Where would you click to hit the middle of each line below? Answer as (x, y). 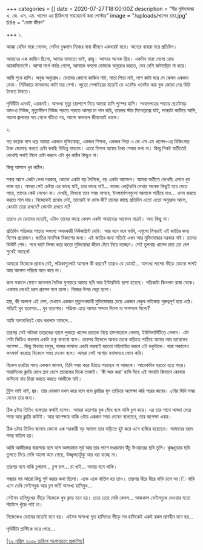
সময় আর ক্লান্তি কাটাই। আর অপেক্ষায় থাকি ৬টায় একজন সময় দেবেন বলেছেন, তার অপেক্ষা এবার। (89, 417)
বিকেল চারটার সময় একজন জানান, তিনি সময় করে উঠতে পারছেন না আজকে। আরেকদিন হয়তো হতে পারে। (96, 365)
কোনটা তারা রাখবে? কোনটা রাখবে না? (38, 206)
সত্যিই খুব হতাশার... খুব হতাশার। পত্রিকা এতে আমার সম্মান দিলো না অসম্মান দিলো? (78, 308)
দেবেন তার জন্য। (21, 397)
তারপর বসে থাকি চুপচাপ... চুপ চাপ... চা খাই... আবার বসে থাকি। (62, 467)
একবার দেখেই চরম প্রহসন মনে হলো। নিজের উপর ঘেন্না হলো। (59, 289)
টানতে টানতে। (19, 91)
